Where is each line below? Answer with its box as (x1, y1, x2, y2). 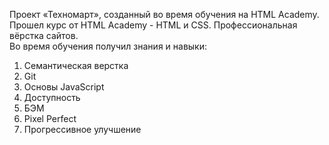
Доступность (23, 92, 81, 103)
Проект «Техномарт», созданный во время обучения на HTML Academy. (9, 9, 320, 20)
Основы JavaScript (23, 81, 105, 93)
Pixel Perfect (23, 113, 77, 124)
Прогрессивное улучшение (23, 124, 142, 135)
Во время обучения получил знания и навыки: (9, 40, 208, 52)
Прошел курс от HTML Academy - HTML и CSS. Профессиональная (9, 19, 298, 31)
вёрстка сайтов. (9, 30, 79, 41)
